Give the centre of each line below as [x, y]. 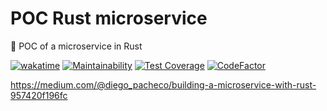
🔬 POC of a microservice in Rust [76, 46]
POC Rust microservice [109, 18]
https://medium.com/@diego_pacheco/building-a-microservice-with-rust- [163, 84]
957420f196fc [39, 95]
